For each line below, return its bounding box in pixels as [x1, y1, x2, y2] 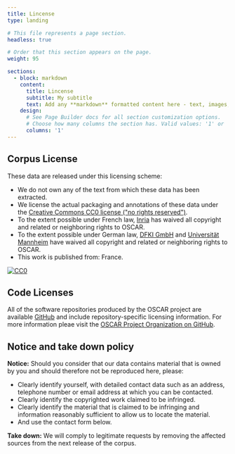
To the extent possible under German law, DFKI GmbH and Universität [17, 230, 220, 239]
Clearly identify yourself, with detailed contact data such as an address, [17, 381, 225, 389]
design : [20, 107, 42, 115]
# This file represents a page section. [7, 30, 128, 37]
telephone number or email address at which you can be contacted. [17, 388, 214, 396]
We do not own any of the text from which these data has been [17, 185, 200, 194]
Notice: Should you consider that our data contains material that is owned [7, 360, 221, 368]
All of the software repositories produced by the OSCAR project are [7, 305, 202, 314]
